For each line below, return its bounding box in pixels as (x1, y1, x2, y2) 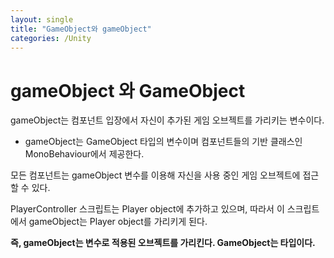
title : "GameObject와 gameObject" (10, 24, 152, 34)
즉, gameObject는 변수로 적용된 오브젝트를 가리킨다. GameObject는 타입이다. (10, 237, 316, 249)
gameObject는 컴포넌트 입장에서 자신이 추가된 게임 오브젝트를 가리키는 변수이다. (10, 114, 325, 126)
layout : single (10, 14, 74, 25)
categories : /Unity (10, 33, 92, 43)
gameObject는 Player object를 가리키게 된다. (28, 216, 208, 228)
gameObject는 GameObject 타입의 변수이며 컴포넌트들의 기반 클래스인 (24, 136, 303, 148)
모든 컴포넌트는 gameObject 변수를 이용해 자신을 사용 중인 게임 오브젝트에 (10, 169, 301, 181)
